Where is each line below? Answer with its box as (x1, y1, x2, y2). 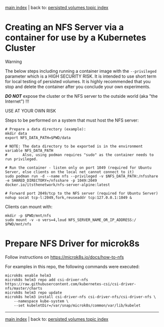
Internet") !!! (5, 98, 29, 104)
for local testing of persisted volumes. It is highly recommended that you (5, 78, 151, 84)
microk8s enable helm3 (5, 273, 51, 278)
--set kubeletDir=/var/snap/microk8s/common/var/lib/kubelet (14, 303, 141, 308)
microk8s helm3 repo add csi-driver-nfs (5, 277, 89, 282)
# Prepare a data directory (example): (5, 127, 86, 131)
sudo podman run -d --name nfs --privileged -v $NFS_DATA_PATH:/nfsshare (5, 174, 159, 178)
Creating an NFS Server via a (5, 22, 124, 33)
